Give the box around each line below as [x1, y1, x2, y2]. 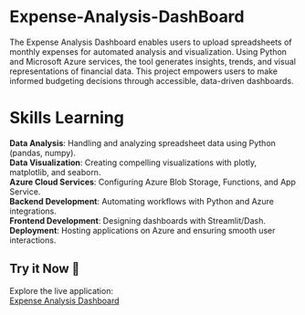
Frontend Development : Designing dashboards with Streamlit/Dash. [9, 215, 267, 226]
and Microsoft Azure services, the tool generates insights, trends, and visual [9, 56, 297, 67]
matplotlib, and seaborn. [9, 166, 101, 177]
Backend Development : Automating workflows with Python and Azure [9, 195, 275, 206]
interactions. [9, 235, 57, 246]
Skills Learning [9, 108, 125, 129]
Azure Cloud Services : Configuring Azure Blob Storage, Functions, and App [9, 176, 297, 187]
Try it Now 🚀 [9, 261, 80, 277]
